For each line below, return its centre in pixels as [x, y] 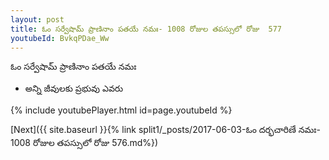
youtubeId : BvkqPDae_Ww [60, 38]
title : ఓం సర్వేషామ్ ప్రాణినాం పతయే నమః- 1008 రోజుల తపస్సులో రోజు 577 [146, 29]
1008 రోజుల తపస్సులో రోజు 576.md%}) [84, 143]
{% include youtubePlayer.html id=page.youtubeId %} [121, 110]
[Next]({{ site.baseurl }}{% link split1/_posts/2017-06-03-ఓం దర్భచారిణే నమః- [165, 130]
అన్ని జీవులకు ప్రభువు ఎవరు [74, 88]
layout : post [37, 19]
